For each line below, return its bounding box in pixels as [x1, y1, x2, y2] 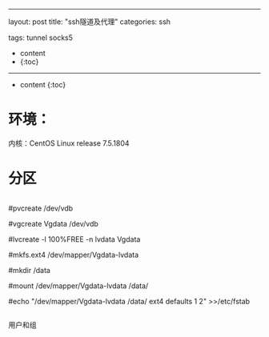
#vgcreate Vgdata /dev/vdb [8, 219, 98, 228]
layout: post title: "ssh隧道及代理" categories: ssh [8, 17, 171, 26]
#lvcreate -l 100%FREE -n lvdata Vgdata [8, 234, 141, 244]
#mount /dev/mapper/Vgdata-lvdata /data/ [8, 281, 149, 291]
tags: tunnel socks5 [8, 33, 74, 42]
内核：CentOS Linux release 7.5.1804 [8, 138, 130, 148]
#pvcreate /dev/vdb [8, 203, 74, 213]
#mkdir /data [8, 265, 50, 275]
